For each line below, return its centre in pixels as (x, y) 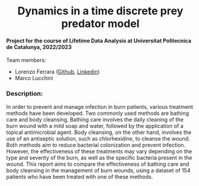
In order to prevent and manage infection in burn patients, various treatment (99, 106)
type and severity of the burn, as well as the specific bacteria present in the (99, 157)
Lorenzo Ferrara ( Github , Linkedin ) (57, 72)
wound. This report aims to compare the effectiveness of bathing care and (98, 164)
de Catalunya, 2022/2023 (39, 47)
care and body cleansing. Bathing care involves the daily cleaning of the (95, 119)
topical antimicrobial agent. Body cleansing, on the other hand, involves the (99, 132)
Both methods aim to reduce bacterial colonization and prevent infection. (96, 145)
